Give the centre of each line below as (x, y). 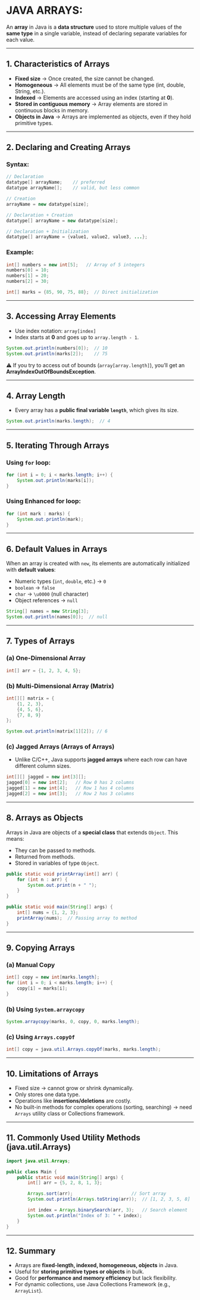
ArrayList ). (29, 1291)
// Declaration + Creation (40, 215)
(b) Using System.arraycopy (46, 1009)
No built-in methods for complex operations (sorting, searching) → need (103, 1107)
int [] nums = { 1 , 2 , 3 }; (48, 913)
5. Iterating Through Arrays (58, 445)
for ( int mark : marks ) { (38, 514)
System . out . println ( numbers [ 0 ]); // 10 (57, 348)
